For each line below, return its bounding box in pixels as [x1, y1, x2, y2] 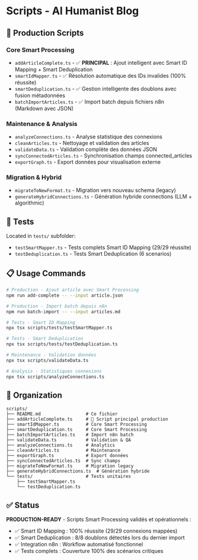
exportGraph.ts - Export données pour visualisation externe [14, 159, 161, 166]
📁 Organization [6, 390, 62, 400]
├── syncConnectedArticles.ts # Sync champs [6, 458, 120, 464]
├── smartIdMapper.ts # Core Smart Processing [6, 421, 147, 427]
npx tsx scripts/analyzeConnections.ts [6, 373, 105, 380]
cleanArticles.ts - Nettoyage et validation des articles [14, 140, 149, 147]
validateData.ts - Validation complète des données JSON [14, 146, 157, 153]
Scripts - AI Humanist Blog [6, 4, 139, 18]
